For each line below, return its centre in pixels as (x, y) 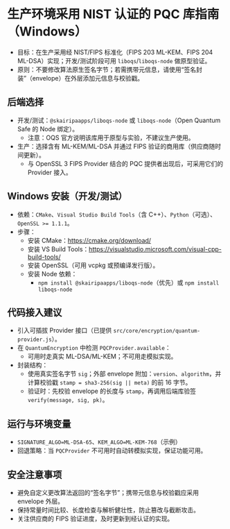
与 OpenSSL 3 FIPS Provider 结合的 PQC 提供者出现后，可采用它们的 (125, 163)
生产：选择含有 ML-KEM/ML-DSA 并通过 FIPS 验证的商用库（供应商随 (116, 146)
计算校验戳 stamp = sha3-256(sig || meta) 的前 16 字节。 (109, 383)
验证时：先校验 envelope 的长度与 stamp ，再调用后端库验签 (112, 391)
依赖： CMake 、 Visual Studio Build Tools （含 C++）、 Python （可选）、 (117, 214)
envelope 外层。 (41, 501)
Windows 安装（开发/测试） (68, 196)
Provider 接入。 (50, 172)
